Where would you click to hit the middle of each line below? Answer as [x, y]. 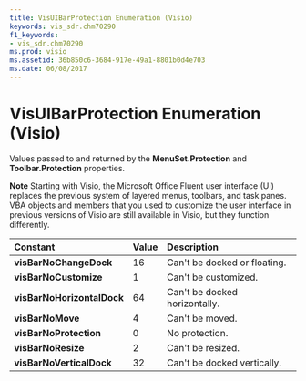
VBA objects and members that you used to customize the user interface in [150, 205]
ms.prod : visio [38, 52]
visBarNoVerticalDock [63, 363]
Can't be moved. [202, 318]
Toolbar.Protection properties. [67, 168]
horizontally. [194, 304]
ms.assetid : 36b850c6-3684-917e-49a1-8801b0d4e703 [107, 60]
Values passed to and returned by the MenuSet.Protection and [128, 158]
